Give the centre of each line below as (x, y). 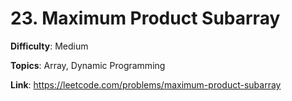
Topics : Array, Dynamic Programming (88, 65)
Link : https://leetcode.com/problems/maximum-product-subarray (146, 84)
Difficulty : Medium (49, 46)
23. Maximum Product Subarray (145, 18)
